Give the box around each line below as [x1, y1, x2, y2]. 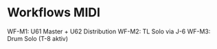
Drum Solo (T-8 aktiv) [7, 34, 69, 42]
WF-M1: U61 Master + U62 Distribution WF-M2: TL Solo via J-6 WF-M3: [7, 27, 211, 35]
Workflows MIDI [7, 5, 101, 20]
